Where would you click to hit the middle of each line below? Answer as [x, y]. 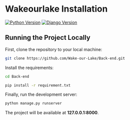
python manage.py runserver [34, 103]
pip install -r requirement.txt [38, 85]
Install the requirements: [29, 68]
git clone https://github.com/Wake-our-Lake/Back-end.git [65, 58]
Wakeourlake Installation [56, 9]
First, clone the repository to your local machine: [54, 49]
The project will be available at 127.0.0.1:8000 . [52, 113]
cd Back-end [17, 76]
